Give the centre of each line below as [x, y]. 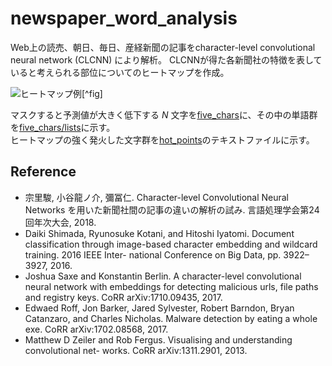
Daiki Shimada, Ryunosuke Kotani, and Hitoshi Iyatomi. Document [159, 233]
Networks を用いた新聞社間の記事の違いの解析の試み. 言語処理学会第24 [172, 209]
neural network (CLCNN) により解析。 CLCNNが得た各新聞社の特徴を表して [166, 59]
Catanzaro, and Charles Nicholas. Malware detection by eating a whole [171, 318]
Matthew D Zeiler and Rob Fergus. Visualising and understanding [158, 339]
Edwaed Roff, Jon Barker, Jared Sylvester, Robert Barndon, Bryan [159, 308]
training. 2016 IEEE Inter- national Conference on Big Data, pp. [153, 254]
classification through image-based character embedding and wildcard [171, 244]
